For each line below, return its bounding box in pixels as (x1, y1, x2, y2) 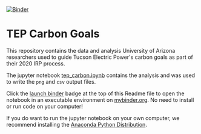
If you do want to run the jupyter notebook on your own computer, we (6, 114, 180, 121)
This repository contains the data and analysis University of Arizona (6, 47, 176, 54)
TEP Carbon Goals (6, 27, 100, 41)
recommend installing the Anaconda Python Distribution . (6, 121, 147, 128)
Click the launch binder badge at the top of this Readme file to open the (6, 90, 185, 97)
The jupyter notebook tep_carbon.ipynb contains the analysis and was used (6, 72, 196, 79)
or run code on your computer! (6, 102, 83, 110)
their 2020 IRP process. (6, 59, 65, 67)
